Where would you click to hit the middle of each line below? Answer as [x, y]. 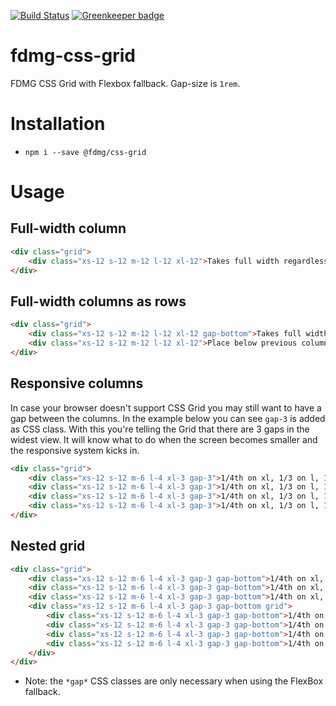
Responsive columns [77, 383]
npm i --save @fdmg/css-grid [85, 152]
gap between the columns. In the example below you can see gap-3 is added [168, 418]
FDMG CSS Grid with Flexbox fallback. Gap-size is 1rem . [125, 83]
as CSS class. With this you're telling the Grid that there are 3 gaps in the [160, 429]
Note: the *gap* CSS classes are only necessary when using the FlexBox [174, 681]
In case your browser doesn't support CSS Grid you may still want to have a [166, 407]
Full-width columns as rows [98, 301]
